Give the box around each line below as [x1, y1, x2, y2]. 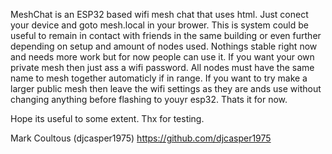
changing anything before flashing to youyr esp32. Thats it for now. [10, 94, 288, 105]
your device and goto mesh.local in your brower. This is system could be [10, 19, 309, 31]
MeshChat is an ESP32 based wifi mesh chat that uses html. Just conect [10, 9, 309, 20]
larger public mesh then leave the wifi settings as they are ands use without [10, 83, 322, 94]
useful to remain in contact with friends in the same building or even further [10, 30, 322, 41]
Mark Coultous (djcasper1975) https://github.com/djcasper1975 [10, 132, 272, 144]
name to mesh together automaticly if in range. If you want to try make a [10, 72, 308, 84]
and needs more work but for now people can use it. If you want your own [10, 51, 315, 63]
